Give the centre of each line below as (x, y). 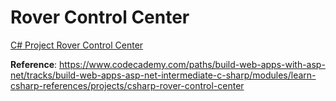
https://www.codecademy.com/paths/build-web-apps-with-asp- (192, 64)
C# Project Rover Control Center (77, 45)
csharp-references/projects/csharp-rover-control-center (127, 85)
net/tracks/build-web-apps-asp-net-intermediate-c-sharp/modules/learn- (163, 75)
